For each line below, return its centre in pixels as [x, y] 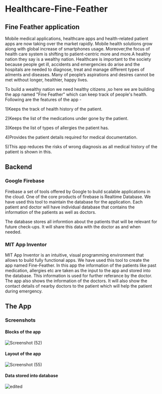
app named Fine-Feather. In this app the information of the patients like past [81, 265]
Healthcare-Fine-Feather [56, 9]
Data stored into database [32, 376]
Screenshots [20, 320]
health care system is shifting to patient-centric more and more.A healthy [78, 54]
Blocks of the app [23, 332]
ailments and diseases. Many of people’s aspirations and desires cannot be [80, 75]
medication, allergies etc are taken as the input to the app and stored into [78, 270]
